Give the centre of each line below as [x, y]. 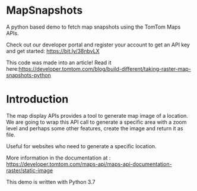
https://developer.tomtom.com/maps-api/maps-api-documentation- [89, 164]
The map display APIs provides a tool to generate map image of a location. [97, 115]
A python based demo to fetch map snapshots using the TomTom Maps [93, 27]
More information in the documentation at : [58, 158]
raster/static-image [30, 170]
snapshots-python [29, 75]
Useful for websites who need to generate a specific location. [81, 146]
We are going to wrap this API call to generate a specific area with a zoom [96, 122]
